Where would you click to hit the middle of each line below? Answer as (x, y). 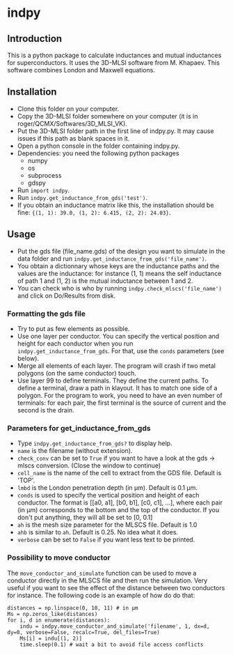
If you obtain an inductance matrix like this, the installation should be (115, 205)
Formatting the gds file (46, 314)
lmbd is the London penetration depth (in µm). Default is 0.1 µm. (107, 488)
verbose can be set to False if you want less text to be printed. (106, 540)
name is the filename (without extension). (75, 451)
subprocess (45, 175)
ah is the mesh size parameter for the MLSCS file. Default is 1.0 (107, 525)
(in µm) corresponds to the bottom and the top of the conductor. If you (118, 510)
